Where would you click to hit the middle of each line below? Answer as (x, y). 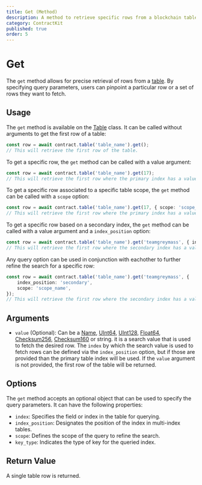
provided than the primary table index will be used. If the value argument (105, 358)
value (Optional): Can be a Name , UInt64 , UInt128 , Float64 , (88, 333)
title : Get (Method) (32, 12)
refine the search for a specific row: (50, 266)
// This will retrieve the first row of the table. (72, 150)
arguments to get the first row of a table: (56, 133)
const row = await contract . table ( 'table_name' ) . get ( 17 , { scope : (91, 208)
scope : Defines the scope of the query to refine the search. (87, 435)
